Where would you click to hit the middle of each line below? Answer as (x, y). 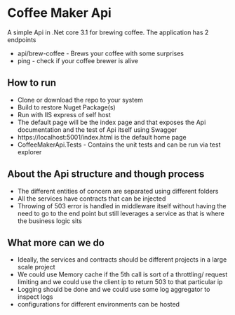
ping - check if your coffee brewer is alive (78, 60)
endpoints (22, 39)
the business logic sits (49, 221)
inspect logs (35, 297)
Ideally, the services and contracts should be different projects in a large (122, 260)
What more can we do (56, 242)
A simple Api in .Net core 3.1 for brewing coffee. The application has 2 (108, 32)
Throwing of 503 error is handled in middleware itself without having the (122, 206)
